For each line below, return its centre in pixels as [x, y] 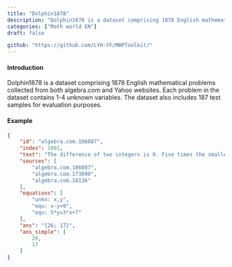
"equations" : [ [41, 193]
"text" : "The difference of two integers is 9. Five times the [113, 155]
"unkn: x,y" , [51, 200]
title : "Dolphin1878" [38, 13]
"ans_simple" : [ [43, 232]
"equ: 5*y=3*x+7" [57, 213]
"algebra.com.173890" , [65, 174]
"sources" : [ [38, 161]
